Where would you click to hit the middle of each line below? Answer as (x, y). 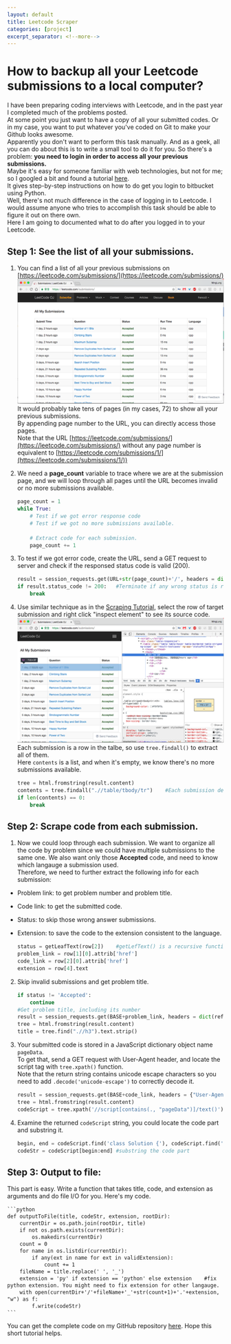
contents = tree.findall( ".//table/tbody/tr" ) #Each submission (116, 790)
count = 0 (34, 1244)
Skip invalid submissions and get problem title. (83, 981)
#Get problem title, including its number (79, 1010)
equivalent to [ (37, 453)
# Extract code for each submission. (84, 538)
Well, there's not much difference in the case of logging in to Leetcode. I (109, 201)
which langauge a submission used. (68, 865)
